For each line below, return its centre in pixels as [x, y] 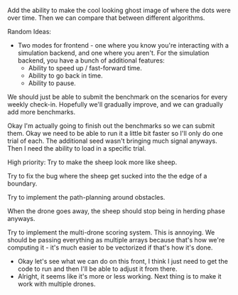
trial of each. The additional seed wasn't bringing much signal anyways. [113, 141]
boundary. [22, 183]
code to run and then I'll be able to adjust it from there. [97, 269]
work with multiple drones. [56, 284]
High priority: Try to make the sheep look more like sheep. [92, 162]
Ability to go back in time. [65, 75]
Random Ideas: [29, 32]
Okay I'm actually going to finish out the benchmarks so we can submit [111, 126]
